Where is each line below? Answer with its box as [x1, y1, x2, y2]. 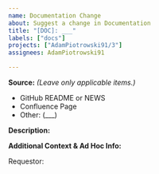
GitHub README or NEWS [19, 93, 106, 102]
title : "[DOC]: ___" [8, 26, 77, 34]
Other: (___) [19, 110, 58, 120]
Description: [8, 125, 50, 135]
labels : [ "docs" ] [8, 34, 66, 42]
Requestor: [8, 156, 45, 166]
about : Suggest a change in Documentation [8, 19, 151, 27]
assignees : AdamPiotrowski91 [8, 49, 105, 57]
